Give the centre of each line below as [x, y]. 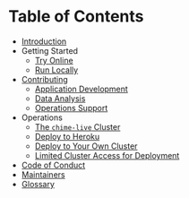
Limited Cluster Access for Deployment [107, 155]
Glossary [38, 184]
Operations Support [71, 108]
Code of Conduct [53, 165]
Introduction [44, 41]
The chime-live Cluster [77, 126]
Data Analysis [60, 98]
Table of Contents [76, 17]
